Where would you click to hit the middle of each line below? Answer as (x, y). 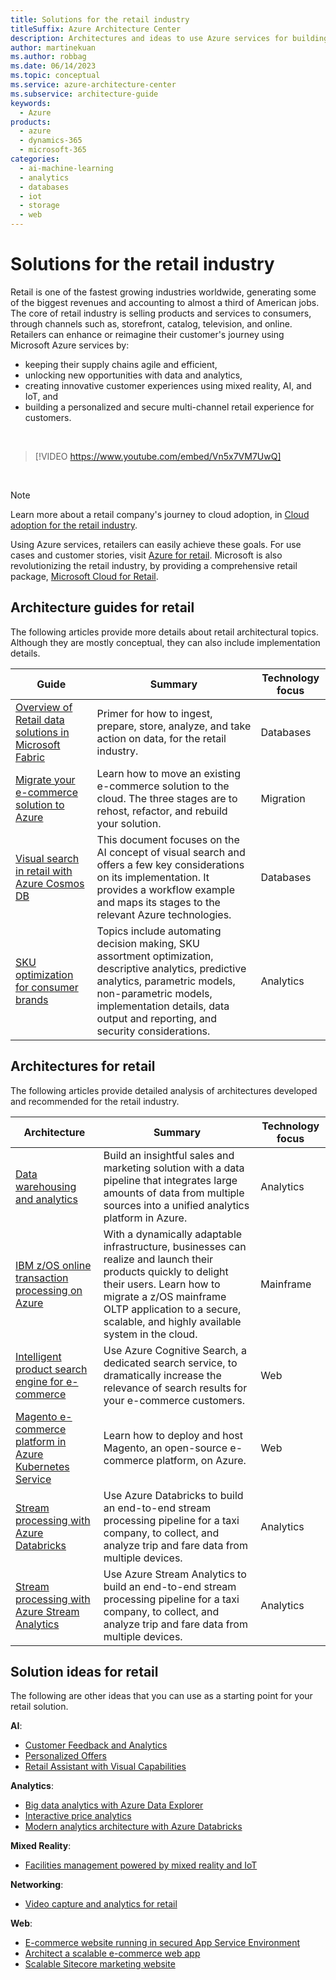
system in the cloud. (150, 1334)
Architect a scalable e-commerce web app (112, 1953)
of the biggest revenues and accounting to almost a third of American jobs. (165, 302)
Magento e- (44, 1416)
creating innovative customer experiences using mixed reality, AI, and (168, 385)
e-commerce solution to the (163, 786)
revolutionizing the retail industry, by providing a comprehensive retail (154, 565)
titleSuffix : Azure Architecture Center (96, 29)
